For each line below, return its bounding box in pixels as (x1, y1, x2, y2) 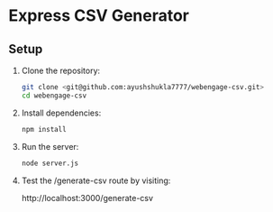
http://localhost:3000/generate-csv (21, 192, 154, 203)
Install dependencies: (21, 107, 102, 118)
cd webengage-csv (21, 91, 87, 100)
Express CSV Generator (8, 5, 190, 26)
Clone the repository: (21, 65, 101, 76)
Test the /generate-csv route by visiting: (21, 175, 171, 186)
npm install (21, 124, 67, 134)
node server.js (21, 159, 79, 168)
